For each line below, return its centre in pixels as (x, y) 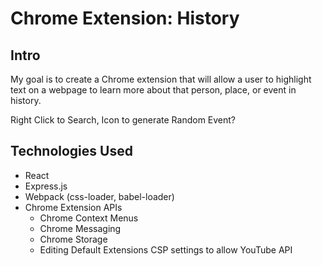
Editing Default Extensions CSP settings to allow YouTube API (166, 249)
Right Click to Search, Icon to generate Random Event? (123, 120)
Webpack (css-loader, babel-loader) (99, 196)
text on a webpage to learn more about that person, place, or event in (153, 90)
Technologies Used (71, 151)
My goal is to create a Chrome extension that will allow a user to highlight (161, 79)
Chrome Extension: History (125, 18)
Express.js (46, 186)
